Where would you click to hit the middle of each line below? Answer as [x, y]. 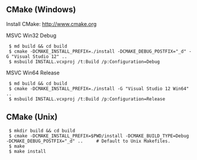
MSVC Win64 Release [33, 73]
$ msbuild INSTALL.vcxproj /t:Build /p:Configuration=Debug [84, 61]
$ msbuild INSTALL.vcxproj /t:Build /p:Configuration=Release [87, 99]
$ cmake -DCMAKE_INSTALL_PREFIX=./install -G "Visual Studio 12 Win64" [99, 89]
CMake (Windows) [41, 10]
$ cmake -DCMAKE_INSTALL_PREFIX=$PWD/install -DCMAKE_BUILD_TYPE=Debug [99, 136]
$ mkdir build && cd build [42, 130]
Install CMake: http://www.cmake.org [51, 24]
